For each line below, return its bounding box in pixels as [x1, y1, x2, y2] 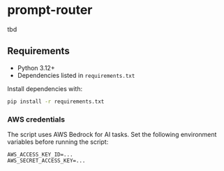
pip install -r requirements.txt [7, 98, 105, 105]
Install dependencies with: [7, 84, 83, 92]
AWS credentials [7, 114, 65, 124]
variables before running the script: [7, 138, 109, 146]
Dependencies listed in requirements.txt [17, 71, 135, 79]
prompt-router [7, 2, 93, 18]
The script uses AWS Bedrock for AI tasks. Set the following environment [7, 130, 217, 138]
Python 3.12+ [17, 63, 55, 72]
